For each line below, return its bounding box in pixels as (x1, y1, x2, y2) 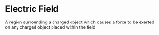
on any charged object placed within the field (5, 24, 96, 30)
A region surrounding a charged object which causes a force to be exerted (5, 19, 155, 25)
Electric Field (5, 3, 59, 14)
